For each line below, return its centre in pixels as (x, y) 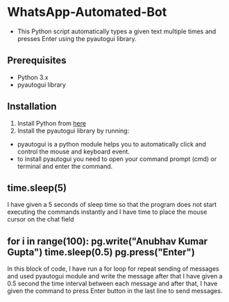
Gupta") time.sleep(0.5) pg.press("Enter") (101, 252)
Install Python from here (52, 123)
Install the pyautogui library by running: (73, 131)
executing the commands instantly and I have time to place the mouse (107, 212)
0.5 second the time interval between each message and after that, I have (112, 284)
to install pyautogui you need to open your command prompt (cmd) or (117, 159)
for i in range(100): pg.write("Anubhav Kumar (108, 241)
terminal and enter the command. (65, 166)
